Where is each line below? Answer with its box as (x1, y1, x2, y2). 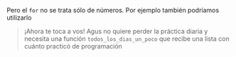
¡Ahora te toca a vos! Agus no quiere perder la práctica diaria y (23, 27, 208, 35)
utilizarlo (6, 13, 32, 22)
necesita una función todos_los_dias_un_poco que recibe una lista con (23, 34, 230, 43)
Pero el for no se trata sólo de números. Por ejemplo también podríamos (6, 6, 220, 14)
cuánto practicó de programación (23, 42, 122, 50)
